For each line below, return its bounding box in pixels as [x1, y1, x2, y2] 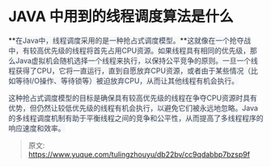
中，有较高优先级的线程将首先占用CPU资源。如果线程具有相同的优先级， [8, 45, 251, 55]
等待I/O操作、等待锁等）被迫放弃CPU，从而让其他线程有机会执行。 [15, 76, 239, 86]
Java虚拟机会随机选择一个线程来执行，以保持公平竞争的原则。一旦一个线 [15, 56, 259, 65]
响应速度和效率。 [8, 123, 66, 133]
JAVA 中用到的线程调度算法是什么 [8, 7, 234, 26]
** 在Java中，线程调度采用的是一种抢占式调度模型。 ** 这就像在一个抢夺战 [8, 35, 252, 45]
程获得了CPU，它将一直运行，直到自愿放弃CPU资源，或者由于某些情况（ [8, 65, 252, 75]
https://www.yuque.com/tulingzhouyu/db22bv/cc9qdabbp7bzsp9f [28, 149, 251, 159]
